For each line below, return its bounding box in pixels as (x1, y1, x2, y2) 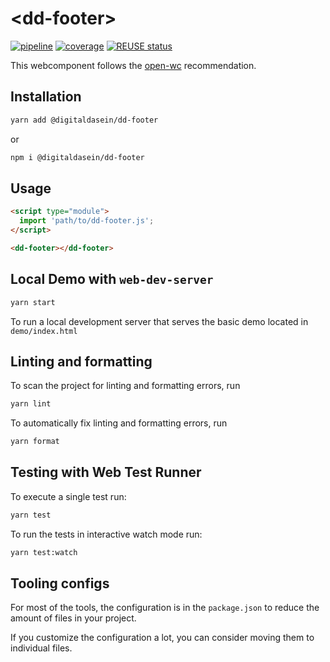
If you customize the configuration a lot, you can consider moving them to (10, 632, 315, 644)
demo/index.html (10, 326, 78, 336)
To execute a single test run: (10, 490, 127, 502)
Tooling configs (10, 575, 110, 592)
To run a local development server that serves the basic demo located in (10, 315, 309, 327)
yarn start (10, 297, 56, 307)
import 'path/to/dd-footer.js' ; (19, 216, 155, 226)
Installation (10, 88, 82, 106)
